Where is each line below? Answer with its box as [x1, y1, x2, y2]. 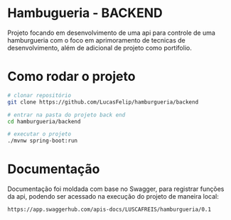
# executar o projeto [7, 131, 72, 138]
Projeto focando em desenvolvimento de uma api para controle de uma [7, 28, 215, 37]
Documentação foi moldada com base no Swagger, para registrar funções [7, 185, 225, 193]
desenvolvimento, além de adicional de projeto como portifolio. [7, 43, 192, 52]
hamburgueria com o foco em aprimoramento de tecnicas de [7, 35, 186, 44]
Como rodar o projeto [7, 69, 136, 84]
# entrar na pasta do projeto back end [7, 111, 126, 119]
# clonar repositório [7, 92, 72, 99]
